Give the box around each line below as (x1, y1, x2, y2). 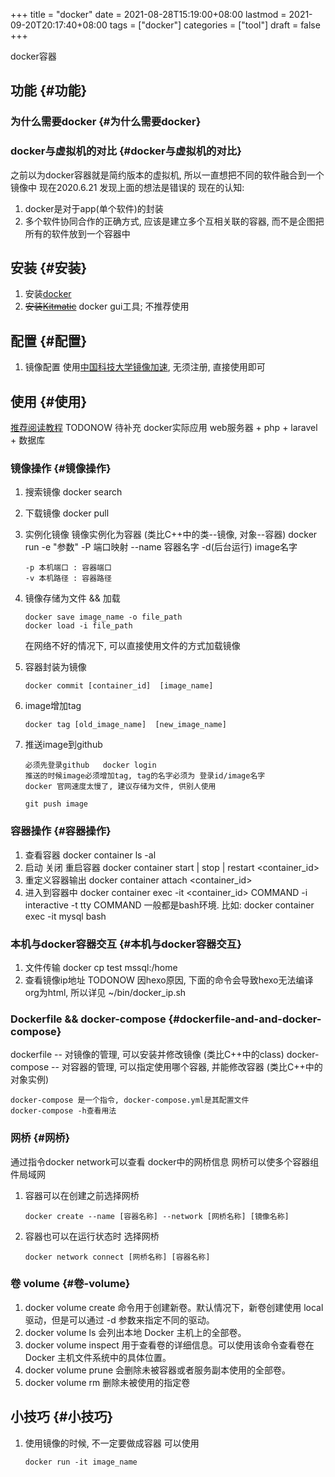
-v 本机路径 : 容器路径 (24, 574, 112, 584)
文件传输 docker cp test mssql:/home (24, 961, 178, 973)
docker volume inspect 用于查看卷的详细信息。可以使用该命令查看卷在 (24, 1339, 315, 1351)
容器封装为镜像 (24, 661, 87, 673)
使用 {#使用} (10, 393, 88, 410)
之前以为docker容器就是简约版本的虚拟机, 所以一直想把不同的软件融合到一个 (10, 169, 325, 181)
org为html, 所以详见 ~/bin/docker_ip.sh (24, 986, 187, 998)
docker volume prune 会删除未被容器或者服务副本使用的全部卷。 (24, 1364, 292, 1376)
